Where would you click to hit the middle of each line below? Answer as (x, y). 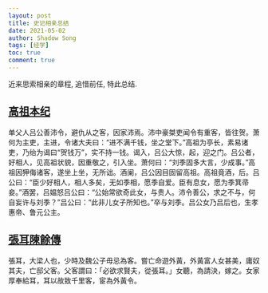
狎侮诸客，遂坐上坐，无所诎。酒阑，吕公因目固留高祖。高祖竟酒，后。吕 (141, 172)
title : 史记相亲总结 (39, 23)
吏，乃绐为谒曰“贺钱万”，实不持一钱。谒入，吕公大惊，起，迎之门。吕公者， (134, 152)
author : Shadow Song (43, 38)
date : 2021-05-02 (37, 30)
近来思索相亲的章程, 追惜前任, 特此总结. (73, 84)
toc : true (25, 53)
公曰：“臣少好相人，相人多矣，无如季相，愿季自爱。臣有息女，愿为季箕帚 (129, 182)
